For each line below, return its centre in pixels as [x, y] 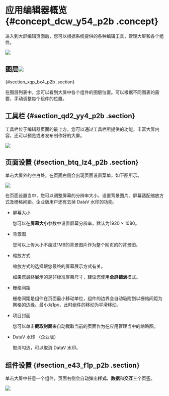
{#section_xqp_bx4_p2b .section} [40, 82]
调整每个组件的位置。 [45, 98]
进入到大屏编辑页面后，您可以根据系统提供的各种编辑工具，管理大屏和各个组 [84, 36]
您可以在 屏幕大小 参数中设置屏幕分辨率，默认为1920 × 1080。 [76, 223]
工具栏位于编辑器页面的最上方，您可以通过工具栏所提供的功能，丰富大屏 [80, 129]
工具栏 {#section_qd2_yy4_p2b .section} [70, 116]
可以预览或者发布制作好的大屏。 [51, 135]
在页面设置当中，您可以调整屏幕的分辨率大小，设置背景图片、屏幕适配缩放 [82, 195]
